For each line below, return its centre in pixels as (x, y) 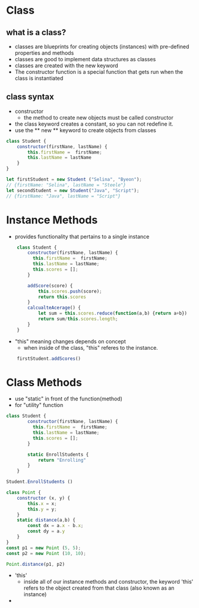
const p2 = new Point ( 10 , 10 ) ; (46, 553)
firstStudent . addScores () (49, 358)
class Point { (24, 493)
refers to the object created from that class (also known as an (99, 588)
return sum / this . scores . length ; (78, 319)
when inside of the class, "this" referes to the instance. (91, 347)
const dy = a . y (46, 531)
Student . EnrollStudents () (40, 482)
